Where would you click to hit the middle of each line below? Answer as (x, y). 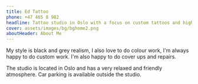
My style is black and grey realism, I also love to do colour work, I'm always (98, 50)
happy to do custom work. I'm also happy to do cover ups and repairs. (91, 57)
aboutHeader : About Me (34, 34)
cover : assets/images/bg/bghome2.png (52, 28)
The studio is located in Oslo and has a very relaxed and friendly (84, 68)
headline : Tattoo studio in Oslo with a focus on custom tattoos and (93, 22)
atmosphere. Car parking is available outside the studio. (74, 75)
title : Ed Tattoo (27, 12)
